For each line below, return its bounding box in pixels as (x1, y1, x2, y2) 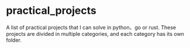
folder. (6, 36, 22, 43)
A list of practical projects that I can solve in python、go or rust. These (6, 24, 177, 31)
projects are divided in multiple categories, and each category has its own (6, 30, 184, 37)
